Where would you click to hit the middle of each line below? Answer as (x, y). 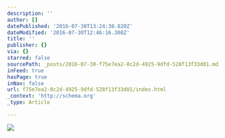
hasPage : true (27, 77)
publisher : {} (27, 45)
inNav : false (26, 83)
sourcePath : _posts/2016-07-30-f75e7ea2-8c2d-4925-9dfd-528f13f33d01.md (113, 64)
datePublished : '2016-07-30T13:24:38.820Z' (70, 26)
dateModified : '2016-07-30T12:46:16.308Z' (68, 32)
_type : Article (29, 102)
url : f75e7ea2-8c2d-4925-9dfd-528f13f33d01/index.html (87, 89)
